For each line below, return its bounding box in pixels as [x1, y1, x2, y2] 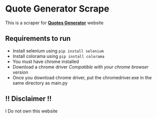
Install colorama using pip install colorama [12, 53, 105, 59]
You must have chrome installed [12, 58, 80, 65]
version [12, 69, 29, 75]
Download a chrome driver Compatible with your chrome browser [12, 64, 149, 70]
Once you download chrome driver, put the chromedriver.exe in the [12, 74, 152, 81]
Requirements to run [5, 34, 71, 43]
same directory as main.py [12, 80, 68, 86]
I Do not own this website [5, 108, 58, 114]
